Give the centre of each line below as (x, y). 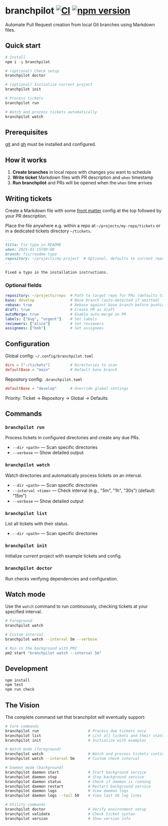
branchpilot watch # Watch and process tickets (77, 754)
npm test (14, 685)
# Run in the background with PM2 (41, 648)
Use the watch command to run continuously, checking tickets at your (77, 607)
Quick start (23, 46)
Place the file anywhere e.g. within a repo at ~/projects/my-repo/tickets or (83, 225)
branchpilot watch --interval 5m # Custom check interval (72, 759)
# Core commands (22, 726)
